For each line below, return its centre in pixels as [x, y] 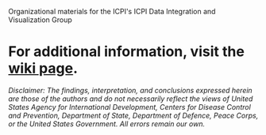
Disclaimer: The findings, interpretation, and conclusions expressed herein [130, 90]
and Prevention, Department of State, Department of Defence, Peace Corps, [133, 115]
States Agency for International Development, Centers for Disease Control [130, 107]
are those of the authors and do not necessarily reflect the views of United [131, 99]
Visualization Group [40, 20]
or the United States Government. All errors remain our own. [106, 124]
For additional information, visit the [126, 52]
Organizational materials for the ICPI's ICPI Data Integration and [112, 11]
